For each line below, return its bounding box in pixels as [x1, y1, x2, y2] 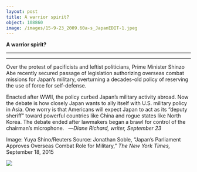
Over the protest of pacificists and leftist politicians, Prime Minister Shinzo [6, 63, 185, 70]
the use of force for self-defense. [6, 82, 87, 89]
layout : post [6, 8, 38, 15]
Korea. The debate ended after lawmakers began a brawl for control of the [6, 119, 186, 126]
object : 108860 [6, 19, 43, 25]
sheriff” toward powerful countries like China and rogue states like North [6, 112, 181, 119]
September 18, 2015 [6, 149, 54, 156]
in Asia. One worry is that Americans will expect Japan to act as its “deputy [6, 106, 188, 113]
